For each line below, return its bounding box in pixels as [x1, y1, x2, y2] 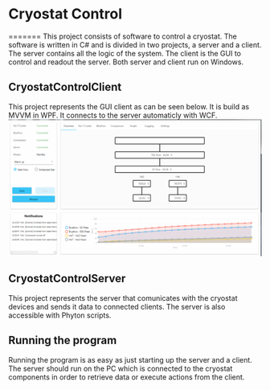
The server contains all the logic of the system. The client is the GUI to [8, 48, 241, 58]
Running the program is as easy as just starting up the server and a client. [8, 355, 253, 364]
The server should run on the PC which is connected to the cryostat [8, 363, 233, 373]
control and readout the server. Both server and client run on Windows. [8, 57, 243, 67]
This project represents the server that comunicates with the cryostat [8, 293, 238, 302]
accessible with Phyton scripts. [8, 310, 112, 320]
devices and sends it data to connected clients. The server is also [8, 302, 226, 311]
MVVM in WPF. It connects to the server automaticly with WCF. [8, 110, 218, 120]
